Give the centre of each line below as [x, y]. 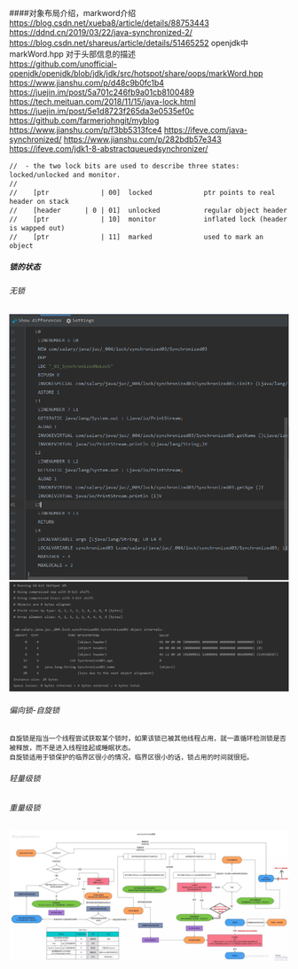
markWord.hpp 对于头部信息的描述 [72, 54]
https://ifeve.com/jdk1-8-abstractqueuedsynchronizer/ [109, 148]
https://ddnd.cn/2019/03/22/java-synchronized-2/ [101, 32]
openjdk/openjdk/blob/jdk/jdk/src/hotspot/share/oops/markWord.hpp [136, 73]
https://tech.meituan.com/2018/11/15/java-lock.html [103, 102]
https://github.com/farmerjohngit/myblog [84, 121]
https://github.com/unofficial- [63, 64]
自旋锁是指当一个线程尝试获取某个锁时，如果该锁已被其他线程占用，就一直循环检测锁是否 [148, 738]
